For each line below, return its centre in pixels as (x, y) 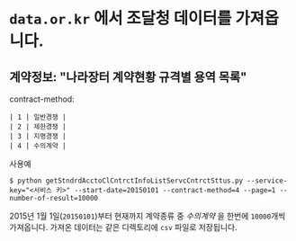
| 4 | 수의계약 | (38, 146)
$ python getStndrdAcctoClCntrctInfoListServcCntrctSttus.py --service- (148, 181)
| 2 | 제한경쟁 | (38, 127)
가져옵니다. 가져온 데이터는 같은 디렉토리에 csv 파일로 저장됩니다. (123, 227)
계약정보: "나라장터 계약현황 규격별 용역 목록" (128, 77)
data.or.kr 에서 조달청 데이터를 (121, 18)
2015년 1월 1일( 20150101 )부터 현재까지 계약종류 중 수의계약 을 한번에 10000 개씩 (148, 216)
